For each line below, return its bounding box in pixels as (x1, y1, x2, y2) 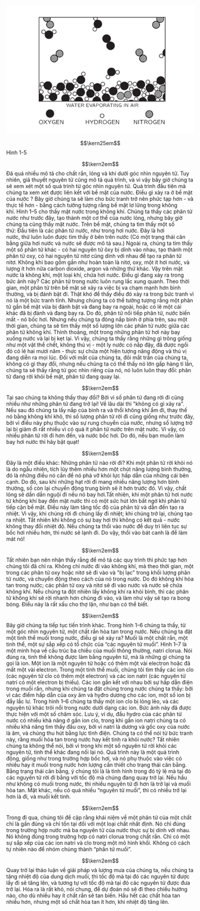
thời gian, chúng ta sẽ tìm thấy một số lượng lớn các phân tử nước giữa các (6, 322, 190, 329)
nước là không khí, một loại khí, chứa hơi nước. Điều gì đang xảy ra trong (6, 271, 184, 278)
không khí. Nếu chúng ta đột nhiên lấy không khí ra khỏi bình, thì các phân (6, 588, 189, 595)
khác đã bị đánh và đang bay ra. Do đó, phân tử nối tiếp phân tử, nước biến (6, 309, 190, 317)
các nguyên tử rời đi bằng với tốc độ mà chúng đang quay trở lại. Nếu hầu (6, 774, 187, 781)
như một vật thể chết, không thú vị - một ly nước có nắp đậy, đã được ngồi (6, 341, 189, 348)
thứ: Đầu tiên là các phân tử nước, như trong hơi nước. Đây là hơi (6, 227, 165, 234)
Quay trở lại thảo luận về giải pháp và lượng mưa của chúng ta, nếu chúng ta (6, 867, 194, 873)
